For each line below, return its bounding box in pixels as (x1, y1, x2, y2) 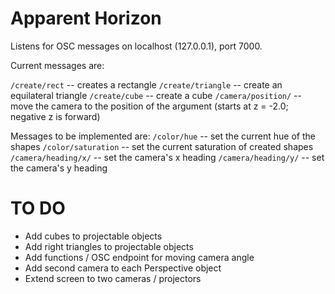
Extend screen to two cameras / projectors (24, 272, 202, 284)
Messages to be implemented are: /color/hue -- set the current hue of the (10, 130, 316, 142)
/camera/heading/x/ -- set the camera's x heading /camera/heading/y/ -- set (10, 151, 325, 163)
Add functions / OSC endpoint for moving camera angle (24, 251, 255, 263)
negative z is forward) (10, 110, 101, 122)
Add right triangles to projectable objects (24, 240, 194, 252)
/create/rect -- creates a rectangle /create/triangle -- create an (10, 78, 283, 91)
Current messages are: (10, 59, 105, 71)
